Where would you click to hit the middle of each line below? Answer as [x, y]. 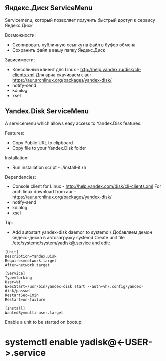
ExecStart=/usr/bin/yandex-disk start [45, 286]
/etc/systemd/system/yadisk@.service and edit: [61, 243]
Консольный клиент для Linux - [46, 69]
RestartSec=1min [22, 295]
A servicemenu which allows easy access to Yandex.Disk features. [73, 123]
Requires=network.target [31, 261]
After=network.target [28, 265]
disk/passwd [17, 291]
